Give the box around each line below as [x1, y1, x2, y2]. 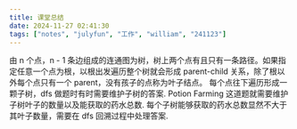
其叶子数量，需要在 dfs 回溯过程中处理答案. [9, 110, 169, 121]
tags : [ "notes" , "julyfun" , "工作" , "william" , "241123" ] [9, 29, 227, 38]
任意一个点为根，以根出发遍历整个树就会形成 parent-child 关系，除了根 [16, 66, 278, 77]
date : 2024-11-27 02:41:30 [9, 21, 110, 30]
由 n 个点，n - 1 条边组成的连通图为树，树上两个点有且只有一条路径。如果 [9, 55, 279, 66]
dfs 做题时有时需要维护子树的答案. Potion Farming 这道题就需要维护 [39, 88, 289, 99]
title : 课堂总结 [9, 12, 64, 22]
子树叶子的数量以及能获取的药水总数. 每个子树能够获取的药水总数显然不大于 [9, 100, 287, 110]
